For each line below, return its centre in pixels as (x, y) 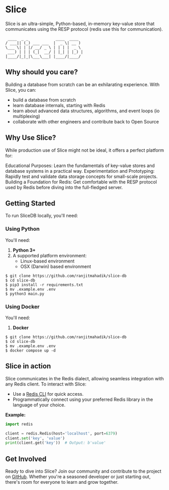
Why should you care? (42, 72)
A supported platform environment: (50, 255)
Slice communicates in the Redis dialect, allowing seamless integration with (85, 378)
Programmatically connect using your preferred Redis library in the (83, 399)
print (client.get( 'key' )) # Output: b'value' (56, 443)
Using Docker (22, 307)
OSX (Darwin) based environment (56, 266)
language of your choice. (39, 405)
